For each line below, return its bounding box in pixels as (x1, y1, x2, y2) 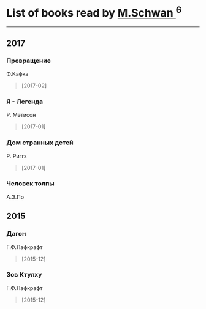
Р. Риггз (6, 152, 27, 160)
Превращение (6, 56, 51, 65)
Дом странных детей (6, 138, 74, 147)
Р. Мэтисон (6, 111, 36, 119)
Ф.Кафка (6, 70, 29, 77)
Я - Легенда (6, 97, 44, 106)
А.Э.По (6, 193, 25, 201)
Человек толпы (6, 179, 55, 188)
